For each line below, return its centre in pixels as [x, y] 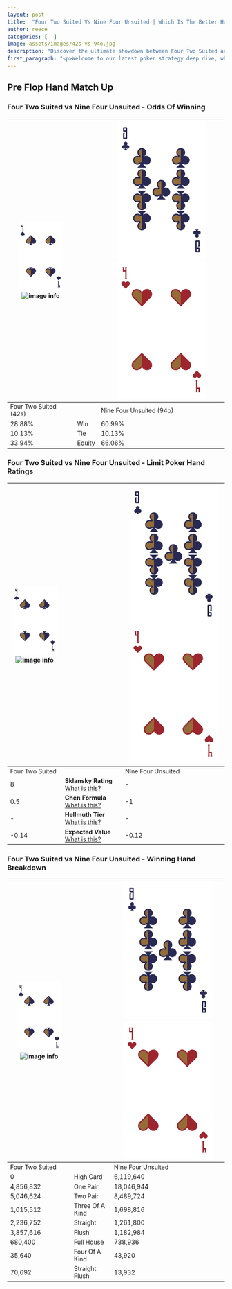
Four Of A [87, 1252]
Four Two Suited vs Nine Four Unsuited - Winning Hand [101, 859]
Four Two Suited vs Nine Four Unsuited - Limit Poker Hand [106, 463]
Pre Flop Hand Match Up [60, 88]
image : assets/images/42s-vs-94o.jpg [61, 44]
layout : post [26, 15]
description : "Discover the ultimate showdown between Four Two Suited [112, 51]
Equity [86, 443]
